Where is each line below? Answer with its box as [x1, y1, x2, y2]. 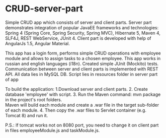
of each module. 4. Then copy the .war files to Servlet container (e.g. [5, 107, 147, 113]
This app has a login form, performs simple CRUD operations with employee [5, 50, 161, 56]
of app [5, 76, 19, 82]
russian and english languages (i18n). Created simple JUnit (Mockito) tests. [5, 61, 159, 67]
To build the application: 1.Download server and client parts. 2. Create [5, 86, 148, 92]
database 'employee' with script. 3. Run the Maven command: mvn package [5, 91, 161, 97]
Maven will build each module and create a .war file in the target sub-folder [5, 102, 159, 108]
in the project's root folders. [5, 96, 62, 102]
